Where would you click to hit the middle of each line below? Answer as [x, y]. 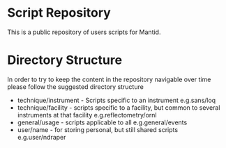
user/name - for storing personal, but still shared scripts [98, 129]
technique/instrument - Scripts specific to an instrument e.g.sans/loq [116, 100]
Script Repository [59, 13]
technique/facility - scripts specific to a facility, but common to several [119, 107]
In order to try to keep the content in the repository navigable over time [109, 79]
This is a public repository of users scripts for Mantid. [84, 32]
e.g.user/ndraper [42, 137]
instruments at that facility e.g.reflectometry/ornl [87, 115]
